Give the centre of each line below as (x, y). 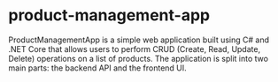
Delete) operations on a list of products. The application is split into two (139, 58)
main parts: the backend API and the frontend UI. (97, 68)
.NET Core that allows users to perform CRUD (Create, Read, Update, (135, 48)
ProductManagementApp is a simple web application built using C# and (139, 40)
